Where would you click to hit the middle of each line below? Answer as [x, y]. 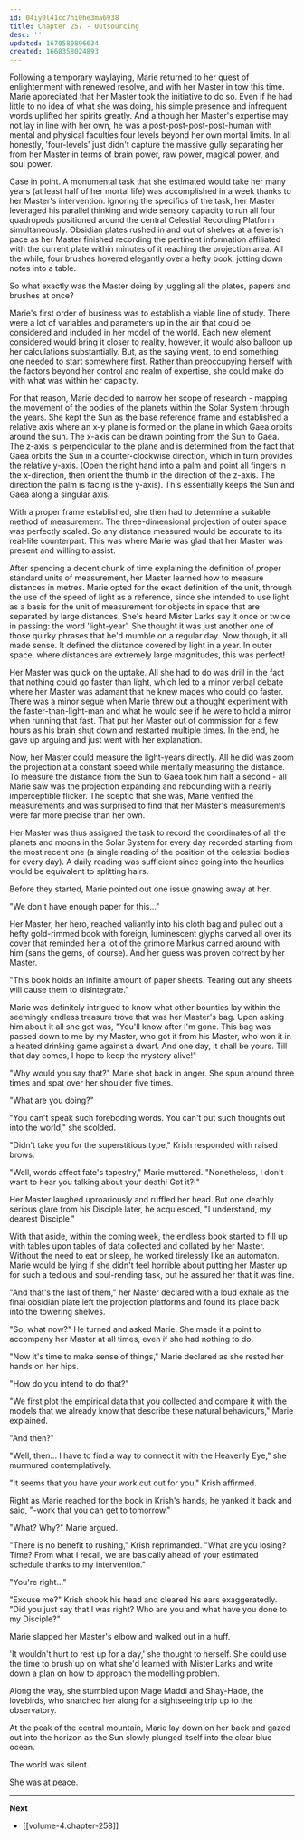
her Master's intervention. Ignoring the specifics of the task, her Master [142, 201]
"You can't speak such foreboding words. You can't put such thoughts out [147, 1118]
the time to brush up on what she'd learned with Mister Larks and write [142, 1664]
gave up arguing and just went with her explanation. [106, 740]
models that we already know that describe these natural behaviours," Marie [152, 1411]
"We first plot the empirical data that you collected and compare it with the [148, 1401]
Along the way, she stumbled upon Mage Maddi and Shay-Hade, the [137, 1691]
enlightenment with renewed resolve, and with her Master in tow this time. [147, 87]
